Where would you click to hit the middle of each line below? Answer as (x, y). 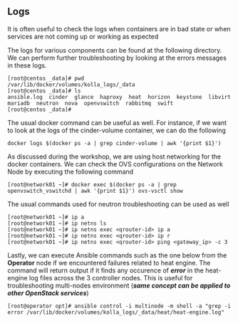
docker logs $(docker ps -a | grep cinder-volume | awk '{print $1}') (114, 143)
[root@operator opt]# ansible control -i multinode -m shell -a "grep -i (119, 306)
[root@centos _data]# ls (44, 91)
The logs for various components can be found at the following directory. (115, 50)
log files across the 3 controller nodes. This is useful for (111, 277)
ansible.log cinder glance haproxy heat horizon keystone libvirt (119, 97)
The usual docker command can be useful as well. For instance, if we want (117, 122)
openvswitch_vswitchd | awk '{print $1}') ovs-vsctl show (95, 191)
